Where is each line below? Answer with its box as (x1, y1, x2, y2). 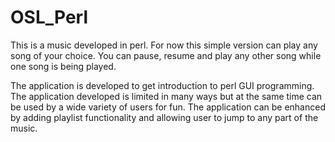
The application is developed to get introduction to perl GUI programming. (10, 79, 315, 91)
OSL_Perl (10, 6, 89, 29)
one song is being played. (10, 60, 117, 72)
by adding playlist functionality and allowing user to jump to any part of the (10, 111, 319, 123)
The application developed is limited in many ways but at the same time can (10, 90, 323, 102)
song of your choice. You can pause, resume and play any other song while (10, 49, 322, 61)
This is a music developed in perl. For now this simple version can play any (10, 39, 318, 51)
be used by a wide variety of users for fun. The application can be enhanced (10, 101, 326, 113)
